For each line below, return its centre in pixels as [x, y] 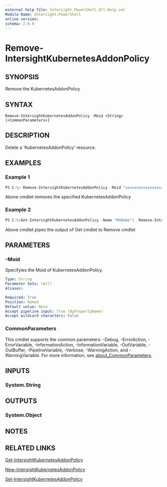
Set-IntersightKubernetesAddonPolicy [44, 479]
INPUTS [17, 371]
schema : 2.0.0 [20, 24]
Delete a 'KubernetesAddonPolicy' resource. [50, 147]
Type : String [19, 279]
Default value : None [27, 307]
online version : [22, 19]
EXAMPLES [23, 163]
